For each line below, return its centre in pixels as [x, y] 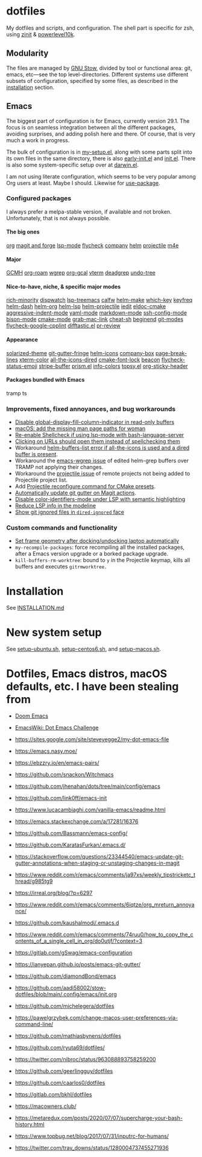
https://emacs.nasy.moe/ [46, 751]
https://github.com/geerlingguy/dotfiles [64, 1071]
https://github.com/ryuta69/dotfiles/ [60, 1047]
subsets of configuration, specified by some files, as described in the [92, 80]
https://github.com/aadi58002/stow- [61, 988]
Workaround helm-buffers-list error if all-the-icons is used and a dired [102, 448]
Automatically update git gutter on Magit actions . [76, 493]
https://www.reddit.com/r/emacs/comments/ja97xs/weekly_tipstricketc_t [105, 875]
